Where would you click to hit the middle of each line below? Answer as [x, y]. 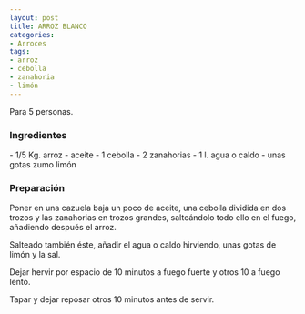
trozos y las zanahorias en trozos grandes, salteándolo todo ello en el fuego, [153, 218]
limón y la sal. [35, 255]
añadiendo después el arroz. [63, 228]
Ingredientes [38, 135]
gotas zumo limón [43, 164]
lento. [20, 282]
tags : [20, 52]
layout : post [34, 18]
